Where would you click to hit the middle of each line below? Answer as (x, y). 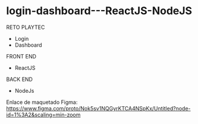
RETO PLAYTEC (26, 27)
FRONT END (21, 56)
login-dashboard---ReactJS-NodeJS (99, 11)
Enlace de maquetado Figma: (42, 102)
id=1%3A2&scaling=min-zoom (43, 115)
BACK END (19, 79)
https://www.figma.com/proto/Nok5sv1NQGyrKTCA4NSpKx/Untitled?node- (98, 108)
